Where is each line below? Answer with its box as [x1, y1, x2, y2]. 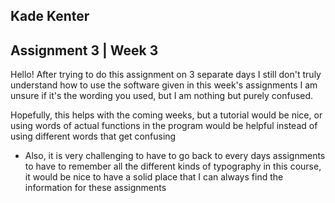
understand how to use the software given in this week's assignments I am [10, 79, 318, 91]
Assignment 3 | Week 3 [10, 42, 159, 59]
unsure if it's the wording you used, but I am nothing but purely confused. [10, 90, 314, 102]
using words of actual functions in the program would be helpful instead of [10, 120, 318, 132]
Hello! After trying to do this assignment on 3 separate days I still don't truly [10, 69, 322, 81]
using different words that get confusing [10, 130, 177, 143]
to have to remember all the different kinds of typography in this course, [24, 160, 322, 173]
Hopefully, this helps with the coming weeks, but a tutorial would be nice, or [10, 109, 323, 121]
